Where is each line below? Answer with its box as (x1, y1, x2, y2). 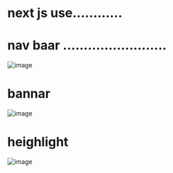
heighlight (7, 134, 69, 150)
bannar (7, 86, 51, 102)
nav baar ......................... (7, 38, 167, 54)
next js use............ (7, 5, 123, 21)
